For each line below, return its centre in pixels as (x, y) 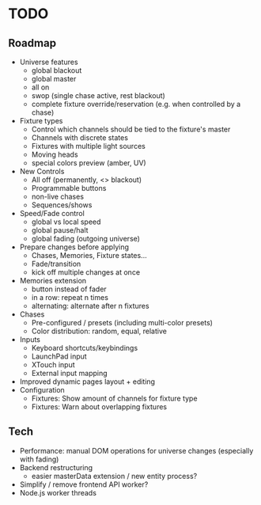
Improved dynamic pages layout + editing (87, 382)
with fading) (39, 459)
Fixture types (41, 121)
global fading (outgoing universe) (86, 239)
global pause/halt (60, 230)
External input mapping (70, 373)
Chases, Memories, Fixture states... (89, 255)
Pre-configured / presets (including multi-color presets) (122, 323)
